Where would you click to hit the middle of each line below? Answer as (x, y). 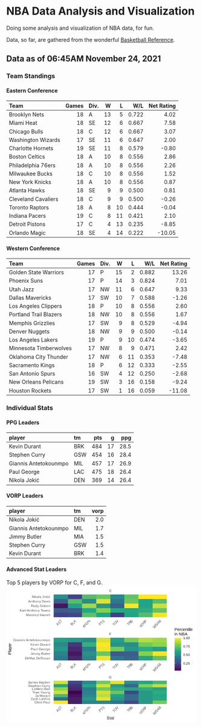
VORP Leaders (25, 496)
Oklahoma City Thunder (38, 357)
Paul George (24, 472)
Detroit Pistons (27, 224)
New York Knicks (30, 182)
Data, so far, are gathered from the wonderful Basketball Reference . (91, 39)
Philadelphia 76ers (32, 165)
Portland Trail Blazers (35, 314)
